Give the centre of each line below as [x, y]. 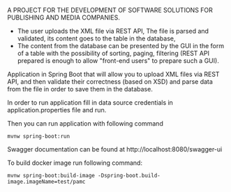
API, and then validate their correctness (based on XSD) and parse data [110, 82]
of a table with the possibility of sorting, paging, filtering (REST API [113, 53]
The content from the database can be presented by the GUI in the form [121, 46]
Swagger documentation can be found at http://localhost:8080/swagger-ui [115, 149]
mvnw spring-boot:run [39, 136]
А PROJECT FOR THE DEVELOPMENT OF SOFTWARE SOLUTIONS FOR [110, 10]
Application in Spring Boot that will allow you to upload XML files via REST [113, 74]
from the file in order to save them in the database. [80, 89]
